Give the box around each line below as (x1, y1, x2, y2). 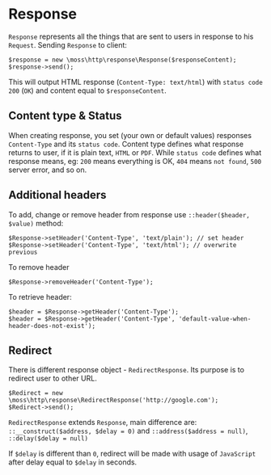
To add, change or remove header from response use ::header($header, (8, 209, 251, 219)
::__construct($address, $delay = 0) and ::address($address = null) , (8, 426, 248, 436)
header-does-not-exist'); (8, 322, 95, 330)
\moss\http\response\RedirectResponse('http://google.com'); (8, 397, 219, 405)
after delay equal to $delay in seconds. (8, 457, 138, 467)
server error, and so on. (8, 165, 87, 174)
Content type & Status (8, 109, 123, 123)
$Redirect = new (8, 389, 63, 397)
